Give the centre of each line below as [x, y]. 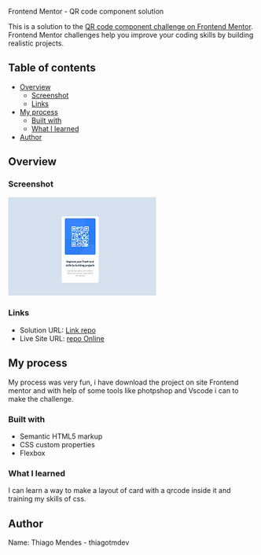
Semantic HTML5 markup [61, 436]
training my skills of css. [47, 499]
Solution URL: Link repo [58, 330]
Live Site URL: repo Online [62, 338]
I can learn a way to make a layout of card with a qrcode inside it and [119, 491]
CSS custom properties [57, 444]
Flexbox [32, 453]
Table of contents [52, 68]
